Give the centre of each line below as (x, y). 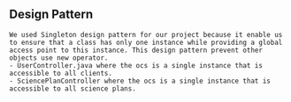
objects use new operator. (59, 58)
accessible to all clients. (61, 73)
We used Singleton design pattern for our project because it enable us (146, 34)
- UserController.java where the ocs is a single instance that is (136, 65)
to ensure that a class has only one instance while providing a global (146, 42)
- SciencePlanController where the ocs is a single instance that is (140, 81)
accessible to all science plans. (73, 88)
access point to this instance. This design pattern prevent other (136, 50)
